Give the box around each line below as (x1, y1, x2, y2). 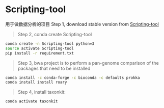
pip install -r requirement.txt (5, 50, 74, 56)
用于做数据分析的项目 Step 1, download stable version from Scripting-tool (5, 21, 159, 27)
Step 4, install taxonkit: (17, 89, 66, 95)
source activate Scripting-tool (5, 46, 74, 51)
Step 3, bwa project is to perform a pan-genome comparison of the (17, 60, 159, 66)
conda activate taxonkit (5, 99, 58, 104)
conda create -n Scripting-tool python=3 (5, 41, 95, 46)
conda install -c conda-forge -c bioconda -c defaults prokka (5, 75, 140, 80)
